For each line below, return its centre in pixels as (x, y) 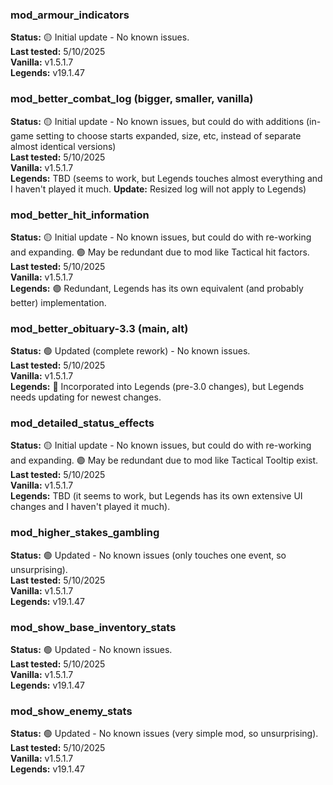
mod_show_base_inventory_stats (93, 627)
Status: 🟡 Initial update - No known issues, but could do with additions (157, 121)
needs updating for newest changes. (86, 397)
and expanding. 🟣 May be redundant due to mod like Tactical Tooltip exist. (164, 460)
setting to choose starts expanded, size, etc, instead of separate (168, 135)
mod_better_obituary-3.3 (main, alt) (99, 328)
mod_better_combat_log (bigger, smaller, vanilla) (132, 99)
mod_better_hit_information (80, 215)
